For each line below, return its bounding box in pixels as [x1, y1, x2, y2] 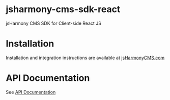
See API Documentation [6, 89, 56, 95]
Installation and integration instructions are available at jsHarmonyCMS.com [6, 55, 165, 61]
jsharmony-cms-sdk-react [6, 4, 121, 15]
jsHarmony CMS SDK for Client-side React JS [6, 20, 101, 26]
